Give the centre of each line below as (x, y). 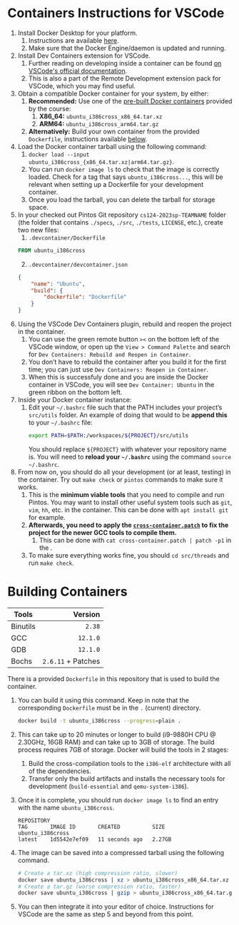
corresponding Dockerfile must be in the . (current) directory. (109, 707)
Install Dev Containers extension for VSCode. (84, 56)
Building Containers (67, 592)
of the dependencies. (60, 771)
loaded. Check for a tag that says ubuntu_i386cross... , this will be (126, 177)
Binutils (23, 626)
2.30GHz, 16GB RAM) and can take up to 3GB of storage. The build (116, 742)
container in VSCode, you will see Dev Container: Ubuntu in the (121, 385)
